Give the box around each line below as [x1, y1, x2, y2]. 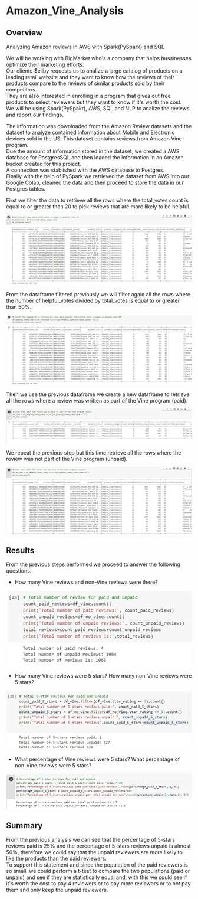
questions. [6, 567, 32, 574]
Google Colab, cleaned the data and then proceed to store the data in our [6, 179, 184, 186]
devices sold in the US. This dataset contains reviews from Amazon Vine [6, 135, 183, 142]
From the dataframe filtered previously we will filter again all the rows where [6, 291, 190, 298]
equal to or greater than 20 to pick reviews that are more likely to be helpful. [6, 203, 190, 210]
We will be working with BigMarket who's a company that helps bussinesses [6, 55, 192, 61]
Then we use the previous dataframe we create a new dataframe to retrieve [6, 391, 190, 398]
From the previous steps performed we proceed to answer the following [6, 561, 181, 568]
